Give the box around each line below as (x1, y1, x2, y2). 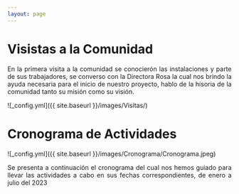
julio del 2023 (7, 178, 48, 187)
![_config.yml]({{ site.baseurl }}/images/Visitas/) (7, 101, 148, 109)
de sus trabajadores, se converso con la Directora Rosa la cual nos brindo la (7, 72, 232, 80)
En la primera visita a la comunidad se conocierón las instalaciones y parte (7, 65, 232, 73)
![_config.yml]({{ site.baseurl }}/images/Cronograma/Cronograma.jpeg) (7, 149, 216, 158)
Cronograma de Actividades (7, 126, 177, 142)
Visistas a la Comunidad (7, 41, 154, 57)
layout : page (7, 10, 46, 18)
